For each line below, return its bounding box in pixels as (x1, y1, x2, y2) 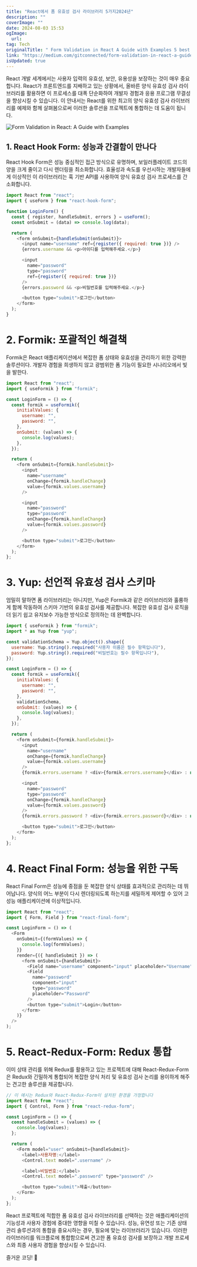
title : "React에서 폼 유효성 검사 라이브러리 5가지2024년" (6, 8, 134, 15)
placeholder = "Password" (32, 990, 91, 997)
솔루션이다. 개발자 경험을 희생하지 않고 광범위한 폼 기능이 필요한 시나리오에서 (6, 361, 182, 368)
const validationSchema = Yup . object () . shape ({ (6, 639, 125, 645)
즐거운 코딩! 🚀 (6, 1253, 38, 1261)
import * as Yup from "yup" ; (6, 628, 77, 635)
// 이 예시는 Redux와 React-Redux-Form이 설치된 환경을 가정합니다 (6, 1092, 154, 1098)
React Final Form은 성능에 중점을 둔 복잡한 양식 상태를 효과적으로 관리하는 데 (6, 883, 183, 890)
